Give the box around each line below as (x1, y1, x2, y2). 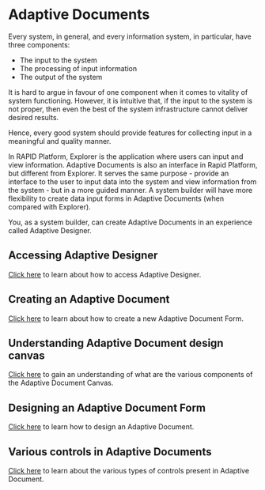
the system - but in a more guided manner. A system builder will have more (8, 185, 253, 194)
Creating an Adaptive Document (8, 292, 170, 306)
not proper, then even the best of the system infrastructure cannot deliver (8, 104, 248, 114)
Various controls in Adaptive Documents (8, 445, 212, 458)
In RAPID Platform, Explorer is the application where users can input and (8, 152, 244, 161)
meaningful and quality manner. (8, 136, 112, 145)
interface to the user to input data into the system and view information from (8, 176, 257, 187)
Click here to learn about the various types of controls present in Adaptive (8, 466, 250, 475)
